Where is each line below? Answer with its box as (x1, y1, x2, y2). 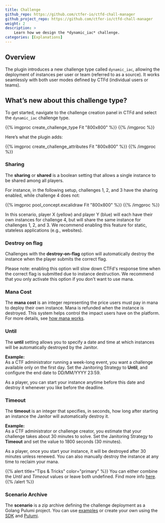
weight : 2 (5, 21, 26, 26)
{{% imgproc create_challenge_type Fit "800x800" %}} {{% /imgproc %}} (5, 124, 155, 130)
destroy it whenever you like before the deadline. (5, 384, 104, 391)
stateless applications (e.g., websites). (5, 227, 83, 233)
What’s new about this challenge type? (5, 96, 127, 105)
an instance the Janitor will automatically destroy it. (5, 413, 109, 419)
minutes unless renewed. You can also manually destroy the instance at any (5, 453, 159, 459)
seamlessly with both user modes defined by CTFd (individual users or (5, 77, 149, 83)
